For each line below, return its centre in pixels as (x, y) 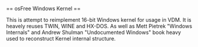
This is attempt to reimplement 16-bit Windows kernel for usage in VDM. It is (99, 20)
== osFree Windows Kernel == (43, 9)
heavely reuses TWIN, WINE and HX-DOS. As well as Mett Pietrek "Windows (99, 26)
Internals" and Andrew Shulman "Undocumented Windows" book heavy (94, 32)
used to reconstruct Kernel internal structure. (61, 38)
